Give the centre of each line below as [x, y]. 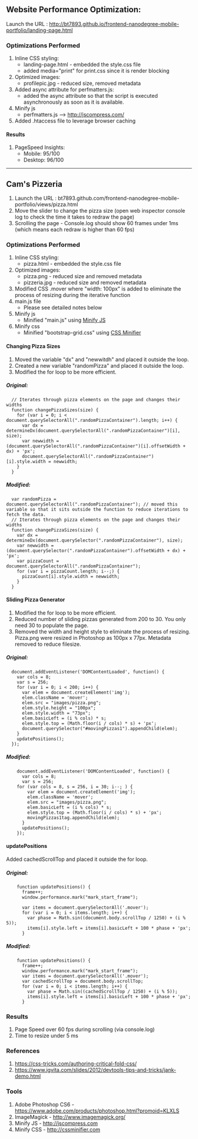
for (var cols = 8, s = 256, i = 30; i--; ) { [75, 787]
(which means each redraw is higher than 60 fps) [75, 230]
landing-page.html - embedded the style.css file [82, 65]
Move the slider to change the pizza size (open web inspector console [100, 211]
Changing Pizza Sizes [33, 346]
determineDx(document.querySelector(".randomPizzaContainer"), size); [95, 540]
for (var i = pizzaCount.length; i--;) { [68, 571]
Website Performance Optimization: [74, 10]
